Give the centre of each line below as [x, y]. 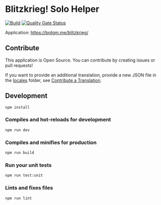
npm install [17, 107]
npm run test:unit [24, 175]
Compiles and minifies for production [51, 142]
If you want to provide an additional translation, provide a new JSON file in [81, 75]
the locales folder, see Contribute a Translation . [54, 80]
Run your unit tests [28, 165]
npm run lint [19, 198]
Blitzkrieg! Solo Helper [52, 9]
